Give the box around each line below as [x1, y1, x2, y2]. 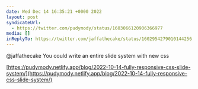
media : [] [6, 31, 31, 37]
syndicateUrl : [6, 19, 41, 25]
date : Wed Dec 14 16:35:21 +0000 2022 [6, 8, 102, 15]
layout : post [6, 14, 39, 20]
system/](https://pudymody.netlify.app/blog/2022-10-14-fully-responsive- [6, 70, 188, 77]
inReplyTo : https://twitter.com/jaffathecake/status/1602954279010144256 [6, 36, 193, 42]
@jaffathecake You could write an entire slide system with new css [6, 52, 170, 59]
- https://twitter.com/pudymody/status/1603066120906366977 [11, 25, 163, 31]
